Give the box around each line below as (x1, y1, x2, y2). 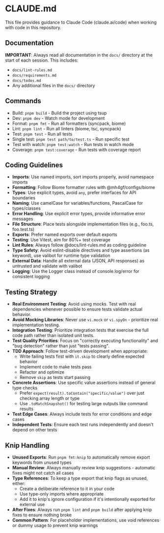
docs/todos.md (12, 78, 41, 83)
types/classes (12, 205, 41, 211)
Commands (5, 97, 42, 105)
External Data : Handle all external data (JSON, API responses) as (12, 258, 145, 264)
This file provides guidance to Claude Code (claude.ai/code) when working (5, 19, 157, 25)
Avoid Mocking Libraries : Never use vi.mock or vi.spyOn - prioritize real (12, 317, 158, 323)
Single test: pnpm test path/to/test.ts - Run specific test (12, 136, 130, 142)
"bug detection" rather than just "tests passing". (12, 343, 109, 349)
